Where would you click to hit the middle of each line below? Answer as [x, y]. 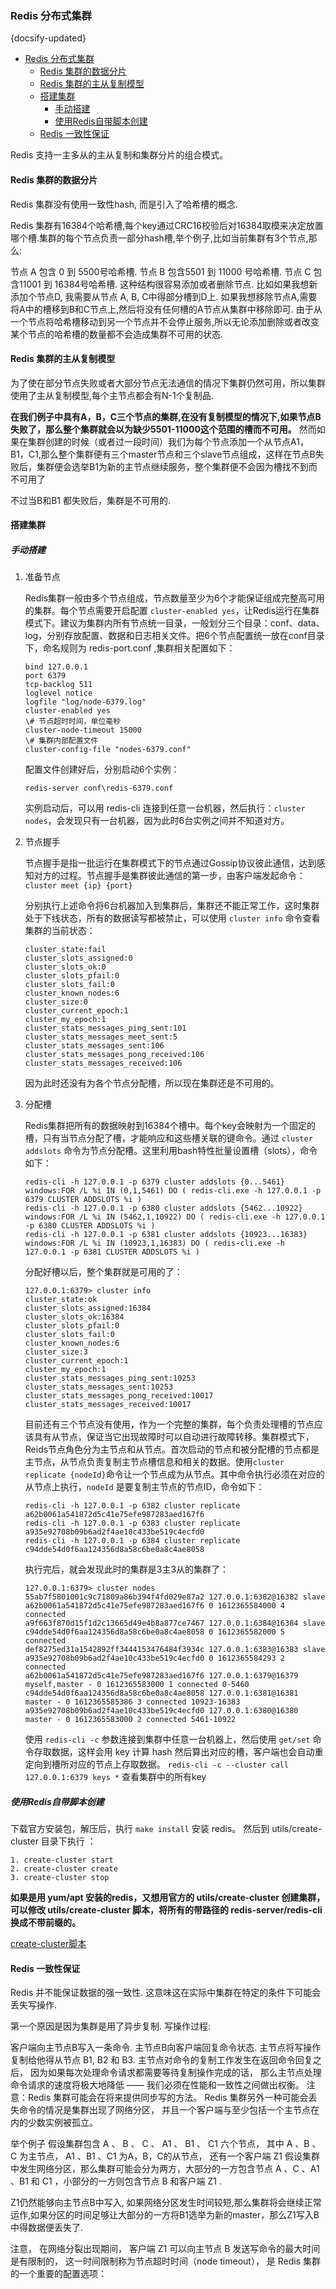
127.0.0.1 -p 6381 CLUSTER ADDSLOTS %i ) [112, 1252]
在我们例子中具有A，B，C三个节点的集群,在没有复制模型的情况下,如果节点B [166, 416]
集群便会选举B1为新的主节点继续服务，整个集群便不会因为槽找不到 [172, 466]
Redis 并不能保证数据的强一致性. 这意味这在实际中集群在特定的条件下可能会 [166, 1993]
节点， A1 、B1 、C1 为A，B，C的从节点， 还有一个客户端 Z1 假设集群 [178, 2156]
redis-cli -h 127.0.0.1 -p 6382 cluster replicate [132, 1506]
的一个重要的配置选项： [58, 2274]
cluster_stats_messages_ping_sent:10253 [110, 1378]
